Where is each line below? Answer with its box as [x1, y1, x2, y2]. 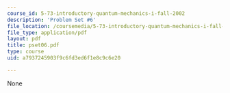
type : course [7, 49, 44, 55]
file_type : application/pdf [7, 29, 88, 36]
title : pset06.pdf [7, 42, 60, 49]
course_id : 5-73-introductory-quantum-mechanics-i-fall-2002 [7, 10, 186, 17]
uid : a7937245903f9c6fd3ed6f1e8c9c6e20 [7, 55, 121, 62]
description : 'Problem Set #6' [7, 16, 97, 23]
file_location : [7, 23, 51, 29]
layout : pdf [7, 36, 41, 42]
